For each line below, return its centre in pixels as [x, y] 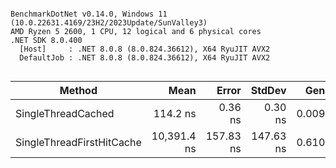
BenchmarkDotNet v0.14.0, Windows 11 [89, 14]
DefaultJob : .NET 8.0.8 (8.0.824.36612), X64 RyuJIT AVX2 [145, 58]
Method [78, 90]
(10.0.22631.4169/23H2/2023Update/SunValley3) [109, 23]
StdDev [268, 90]
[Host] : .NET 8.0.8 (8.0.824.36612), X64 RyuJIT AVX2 [145, 49]
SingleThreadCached [65, 113]
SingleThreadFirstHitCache [78, 142]
